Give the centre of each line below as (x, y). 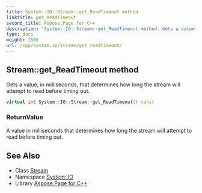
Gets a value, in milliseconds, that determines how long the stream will (93, 84)
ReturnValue (25, 117)
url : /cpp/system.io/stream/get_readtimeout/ (64, 46)
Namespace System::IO (44, 177)
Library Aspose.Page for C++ (51, 183)
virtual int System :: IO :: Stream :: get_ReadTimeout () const (80, 102)
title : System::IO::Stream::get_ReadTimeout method (72, 12)
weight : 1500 (23, 40)
